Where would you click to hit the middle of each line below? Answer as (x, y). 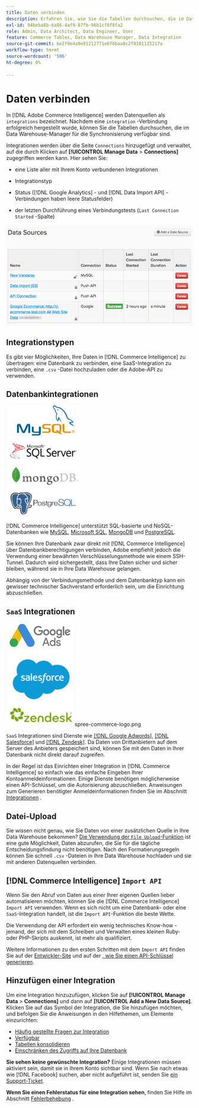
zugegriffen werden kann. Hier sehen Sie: (57, 158)
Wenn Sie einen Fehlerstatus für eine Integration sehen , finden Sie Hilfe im (99, 1092)
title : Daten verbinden (36, 12)
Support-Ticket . (25, 1081)
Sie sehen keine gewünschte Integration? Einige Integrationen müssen (94, 1062)
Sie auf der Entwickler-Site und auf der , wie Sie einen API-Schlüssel (90, 955)
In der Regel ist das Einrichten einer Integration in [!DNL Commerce (88, 766)
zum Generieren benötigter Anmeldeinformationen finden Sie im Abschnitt (97, 792)
